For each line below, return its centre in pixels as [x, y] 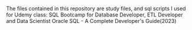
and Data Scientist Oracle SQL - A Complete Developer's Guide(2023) [91, 21]
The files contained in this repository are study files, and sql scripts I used [96, 9]
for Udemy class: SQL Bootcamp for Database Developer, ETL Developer [95, 15]
